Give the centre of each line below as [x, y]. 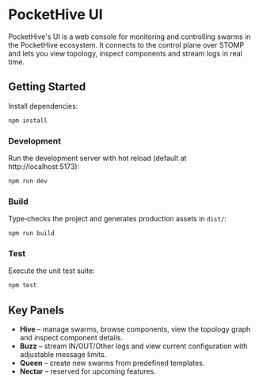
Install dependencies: [43, 106]
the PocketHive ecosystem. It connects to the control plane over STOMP [126, 44]
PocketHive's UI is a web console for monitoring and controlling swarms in [129, 36]
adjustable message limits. [63, 354]
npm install [28, 121]
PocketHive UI [55, 15]
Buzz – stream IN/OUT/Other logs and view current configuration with [133, 346]
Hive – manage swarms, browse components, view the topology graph [135, 329]
